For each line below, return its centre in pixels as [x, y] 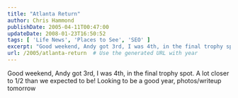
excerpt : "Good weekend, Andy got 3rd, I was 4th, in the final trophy [115, 47]
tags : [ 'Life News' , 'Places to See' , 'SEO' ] [79, 40]
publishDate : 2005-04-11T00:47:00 [58, 27]
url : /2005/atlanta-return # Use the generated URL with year [103, 54]
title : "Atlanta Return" [44, 14]
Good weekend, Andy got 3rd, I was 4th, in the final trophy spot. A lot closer [118, 73]
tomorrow [22, 88]
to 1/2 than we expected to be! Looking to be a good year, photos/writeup [114, 80]
